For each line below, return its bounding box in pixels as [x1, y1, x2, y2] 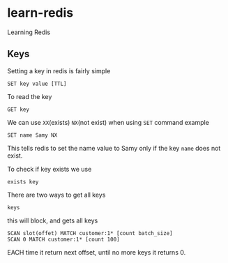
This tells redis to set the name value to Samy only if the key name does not [7, 144, 221, 152]
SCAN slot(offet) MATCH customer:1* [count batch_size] [7, 230, 173, 236]
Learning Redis [7, 28, 51, 36]
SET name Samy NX [7, 131, 58, 139]
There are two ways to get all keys [7, 190, 106, 199]
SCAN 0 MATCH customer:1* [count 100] [7, 236, 120, 243]
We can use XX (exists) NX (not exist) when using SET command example [7, 118, 209, 126]
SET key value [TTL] [7, 80, 68, 87]
